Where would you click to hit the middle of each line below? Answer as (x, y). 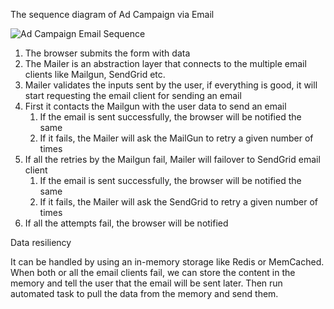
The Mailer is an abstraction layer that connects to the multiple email (165, 63)
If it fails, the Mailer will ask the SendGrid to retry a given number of (179, 202)
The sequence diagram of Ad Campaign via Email (112, 14)
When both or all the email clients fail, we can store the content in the (153, 272)
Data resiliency (41, 242)
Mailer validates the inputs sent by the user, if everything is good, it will (171, 85)
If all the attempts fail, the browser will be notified (126, 223)
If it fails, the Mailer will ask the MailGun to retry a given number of (176, 138)
